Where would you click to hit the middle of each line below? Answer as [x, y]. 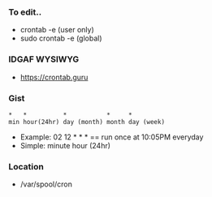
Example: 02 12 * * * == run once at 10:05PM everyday [112, 137]
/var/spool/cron [46, 184]
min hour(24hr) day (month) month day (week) [87, 122]
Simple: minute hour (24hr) [65, 145]
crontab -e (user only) [57, 30]
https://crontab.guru [54, 77]
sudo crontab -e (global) [61, 38]
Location [26, 166]
